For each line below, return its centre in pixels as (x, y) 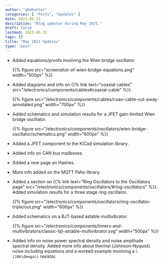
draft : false (18, 28)
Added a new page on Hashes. (44, 162)
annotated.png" (28, 104)
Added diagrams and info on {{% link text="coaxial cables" (72, 85)
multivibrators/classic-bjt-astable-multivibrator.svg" (65, 231)
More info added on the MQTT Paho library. (56, 172)
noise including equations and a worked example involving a (73, 251)
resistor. (48, 256)
